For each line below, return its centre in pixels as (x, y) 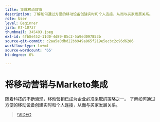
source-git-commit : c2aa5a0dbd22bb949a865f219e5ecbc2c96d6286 (69, 41)
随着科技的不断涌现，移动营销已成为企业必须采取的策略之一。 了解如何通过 (80, 99)
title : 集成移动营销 (24, 9)
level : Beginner (21, 23)
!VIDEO (24, 115)
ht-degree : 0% (19, 55)
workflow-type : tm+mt (27, 46)
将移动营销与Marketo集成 (56, 84)
